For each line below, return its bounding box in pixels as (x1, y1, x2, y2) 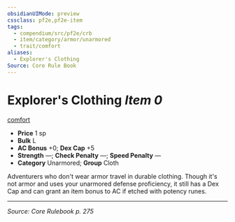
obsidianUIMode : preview (7, 10, 80, 17)
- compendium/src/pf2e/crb (13, 29, 92, 37)
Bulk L (17, 136, 36, 145)
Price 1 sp (17, 128, 47, 137)
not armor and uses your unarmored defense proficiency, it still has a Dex (7, 179, 219, 188)
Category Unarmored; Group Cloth (17, 158, 119, 167)
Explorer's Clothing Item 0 (7, 92, 163, 108)
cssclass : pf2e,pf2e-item (7, 17, 83, 24)
